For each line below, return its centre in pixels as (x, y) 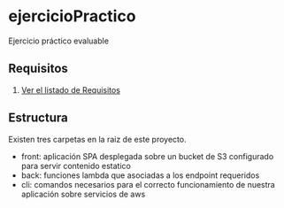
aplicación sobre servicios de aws (83, 194)
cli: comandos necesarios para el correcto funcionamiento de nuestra (148, 184)
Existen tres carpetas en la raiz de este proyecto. (97, 139)
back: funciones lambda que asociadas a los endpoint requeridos (140, 175)
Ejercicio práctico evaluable (59, 41)
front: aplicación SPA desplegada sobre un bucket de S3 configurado (147, 156)
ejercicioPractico (72, 16)
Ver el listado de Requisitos (71, 89)
